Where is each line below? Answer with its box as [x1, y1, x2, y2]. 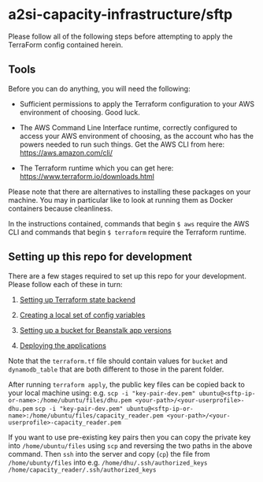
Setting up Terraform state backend [19, 294, 136, 305]
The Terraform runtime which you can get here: [19, 163, 174, 173]
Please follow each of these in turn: [8, 279, 124, 289]
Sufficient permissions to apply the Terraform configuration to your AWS [19, 99, 254, 108]
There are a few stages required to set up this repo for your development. [8, 271, 246, 281]
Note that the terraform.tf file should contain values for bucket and [8, 356, 228, 365]
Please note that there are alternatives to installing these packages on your [8, 187, 251, 196]
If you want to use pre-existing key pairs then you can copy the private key [8, 432, 251, 442]
